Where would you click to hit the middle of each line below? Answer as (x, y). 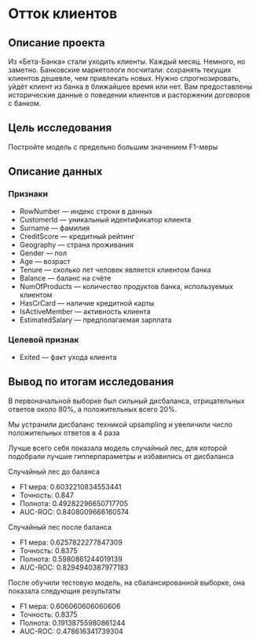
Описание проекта (57, 43)
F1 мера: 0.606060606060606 (70, 606)
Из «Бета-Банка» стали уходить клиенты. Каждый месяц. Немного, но (127, 61)
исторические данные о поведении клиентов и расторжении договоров (129, 95)
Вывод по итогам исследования (91, 382)
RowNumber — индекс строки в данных (86, 211)
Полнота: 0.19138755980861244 (72, 622)
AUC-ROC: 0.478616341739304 (71, 631)
